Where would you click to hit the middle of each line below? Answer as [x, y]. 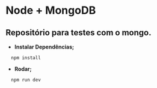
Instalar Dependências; [44, 47]
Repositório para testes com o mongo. [78, 33]
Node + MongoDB [51, 10]
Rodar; [23, 69]
